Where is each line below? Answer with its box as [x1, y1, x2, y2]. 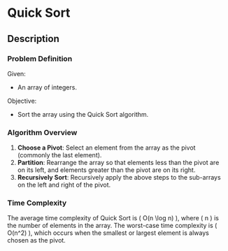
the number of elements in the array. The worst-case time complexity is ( [7, 222, 218, 230]
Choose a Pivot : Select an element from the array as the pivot [17, 143, 196, 152]
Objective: [7, 96, 37, 105]
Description [7, 33, 59, 45]
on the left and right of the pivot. [17, 180, 111, 189]
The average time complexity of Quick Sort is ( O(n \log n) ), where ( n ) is [7, 214, 219, 222]
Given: [7, 69, 26, 78]
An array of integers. [17, 83, 77, 92]
